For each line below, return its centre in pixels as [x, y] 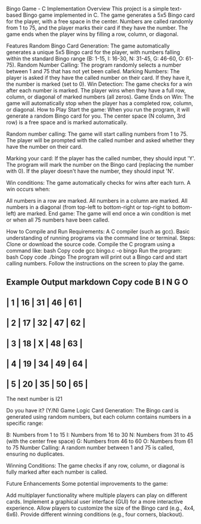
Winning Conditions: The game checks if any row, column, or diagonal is [95, 465]
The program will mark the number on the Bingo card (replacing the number [100, 165]
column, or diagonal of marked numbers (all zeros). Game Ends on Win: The [100, 97]
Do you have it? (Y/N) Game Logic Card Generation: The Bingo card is [92, 410]
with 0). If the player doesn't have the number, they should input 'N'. [90, 171]
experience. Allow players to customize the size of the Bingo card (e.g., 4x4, [100, 508]
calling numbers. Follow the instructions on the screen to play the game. [95, 263]
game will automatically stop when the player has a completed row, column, [100, 103]
